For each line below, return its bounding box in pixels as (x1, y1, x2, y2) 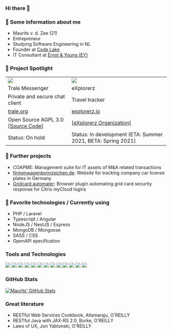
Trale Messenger (8, 84, 49, 91)
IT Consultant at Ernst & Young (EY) (12, 52, 88, 58)
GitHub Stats (5, 276, 38, 283)
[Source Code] (8, 122, 44, 129)
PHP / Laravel (12, 211, 42, 217)
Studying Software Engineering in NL (12, 41, 91, 47)
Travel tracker (71, 96, 105, 103)
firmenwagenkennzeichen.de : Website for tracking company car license (12, 170, 165, 176)
